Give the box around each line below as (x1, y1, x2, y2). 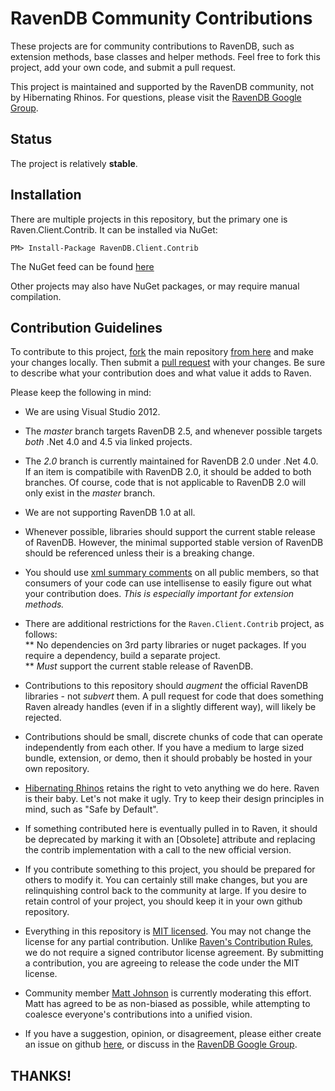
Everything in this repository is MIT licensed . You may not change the (24, 925, 312, 937)
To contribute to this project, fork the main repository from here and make (10, 346, 314, 358)
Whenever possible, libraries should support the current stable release (24, 526, 316, 538)
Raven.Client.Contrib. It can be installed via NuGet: (10, 223, 218, 236)
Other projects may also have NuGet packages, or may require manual (10, 280, 300, 292)
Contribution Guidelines (10, 319, 163, 336)
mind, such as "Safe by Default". (24, 803, 159, 816)
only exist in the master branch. (24, 487, 156, 499)
